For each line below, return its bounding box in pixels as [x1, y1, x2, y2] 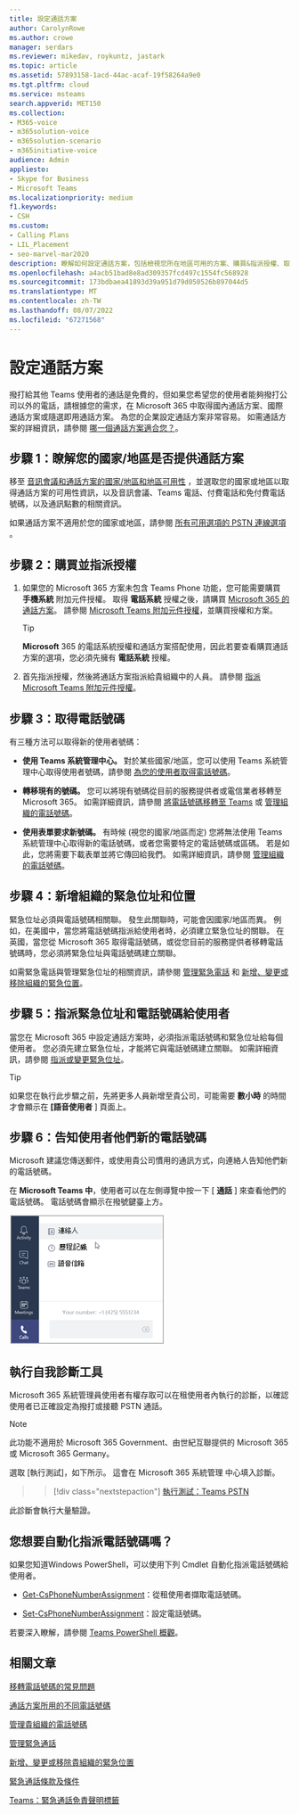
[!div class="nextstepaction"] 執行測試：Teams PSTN [53, 1486, 249, 1497]
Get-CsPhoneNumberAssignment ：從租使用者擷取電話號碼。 [21, 1589, 246, 1600]
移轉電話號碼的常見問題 [9, 1681, 95, 1692]
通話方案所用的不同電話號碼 [9, 1700, 111, 1711]
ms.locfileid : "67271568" [9, 315, 105, 325]
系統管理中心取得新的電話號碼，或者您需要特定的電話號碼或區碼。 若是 [21, 838, 282, 848]
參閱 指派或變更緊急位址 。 [32, 1053, 129, 1065]
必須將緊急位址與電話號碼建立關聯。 [47, 947, 181, 958]
